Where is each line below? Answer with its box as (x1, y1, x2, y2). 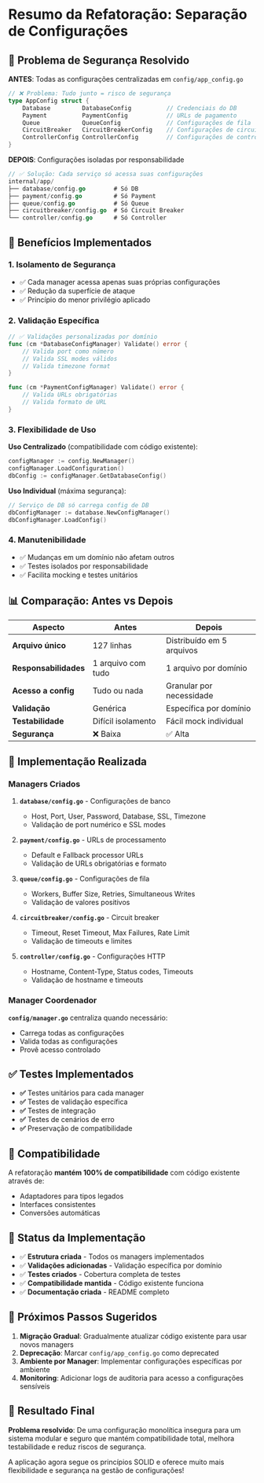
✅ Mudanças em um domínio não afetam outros (19, 552, 175, 561)
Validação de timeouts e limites (31, 937, 132, 946)
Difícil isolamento (92, 716, 156, 727)
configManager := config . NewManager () (8, 458, 135, 466)
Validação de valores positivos (31, 898, 130, 907)
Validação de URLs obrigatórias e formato (31, 859, 167, 868)
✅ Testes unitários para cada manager (19, 1088, 145, 1098)
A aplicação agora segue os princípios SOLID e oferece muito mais (8, 1457, 225, 1466)
